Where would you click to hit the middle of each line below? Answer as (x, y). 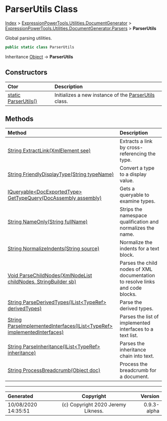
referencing (133, 154)
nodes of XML (136, 269)
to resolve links (137, 282)
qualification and (139, 222)
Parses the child (138, 263)
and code (131, 288)
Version (150, 397)
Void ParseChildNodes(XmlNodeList (50, 276)
